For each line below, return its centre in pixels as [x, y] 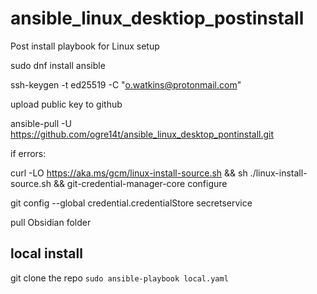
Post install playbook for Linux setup [85, 46]
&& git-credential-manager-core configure [140, 183]
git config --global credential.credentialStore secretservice [131, 203]
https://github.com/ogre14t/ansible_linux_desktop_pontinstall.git [142, 134]
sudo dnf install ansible [58, 65]
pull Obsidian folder [51, 222]
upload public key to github [66, 104]
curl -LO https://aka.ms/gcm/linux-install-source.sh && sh [129, 173]
